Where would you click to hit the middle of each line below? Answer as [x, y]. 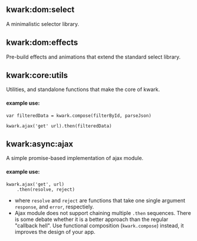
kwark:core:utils [37, 75]
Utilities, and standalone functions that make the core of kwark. [83, 89]
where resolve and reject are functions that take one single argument [100, 200]
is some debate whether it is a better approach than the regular [91, 219]
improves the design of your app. [55, 232]
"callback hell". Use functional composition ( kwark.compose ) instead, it [99, 225]
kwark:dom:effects [42, 43]
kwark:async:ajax [40, 144]
